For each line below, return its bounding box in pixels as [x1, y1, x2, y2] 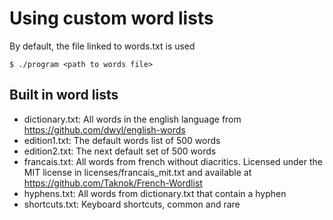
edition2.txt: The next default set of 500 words [23, 145, 217, 157]
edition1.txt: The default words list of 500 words [23, 134, 221, 146]
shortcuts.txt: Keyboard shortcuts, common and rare [23, 198, 241, 210]
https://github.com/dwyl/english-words [23, 123, 186, 136]
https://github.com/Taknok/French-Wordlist [23, 177, 203, 189]
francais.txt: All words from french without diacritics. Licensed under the [23, 155, 323, 167]
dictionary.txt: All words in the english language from [23, 113, 242, 125]
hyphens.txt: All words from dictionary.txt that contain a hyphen [23, 187, 287, 199]
